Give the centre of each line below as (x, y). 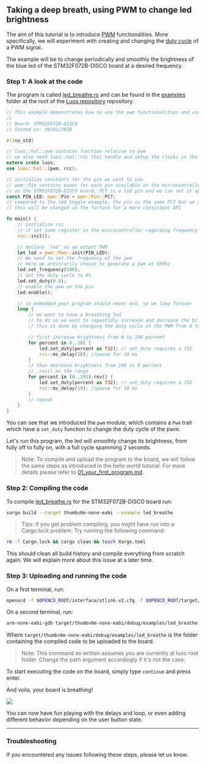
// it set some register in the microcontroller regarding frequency (108, 230)
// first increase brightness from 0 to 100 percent (97, 337)
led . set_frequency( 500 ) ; (49, 270)
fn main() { (21, 219)
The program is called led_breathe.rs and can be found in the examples (96, 95)
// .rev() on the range (58, 371)
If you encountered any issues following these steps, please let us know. (97, 754)
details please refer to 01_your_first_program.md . (83, 472)
